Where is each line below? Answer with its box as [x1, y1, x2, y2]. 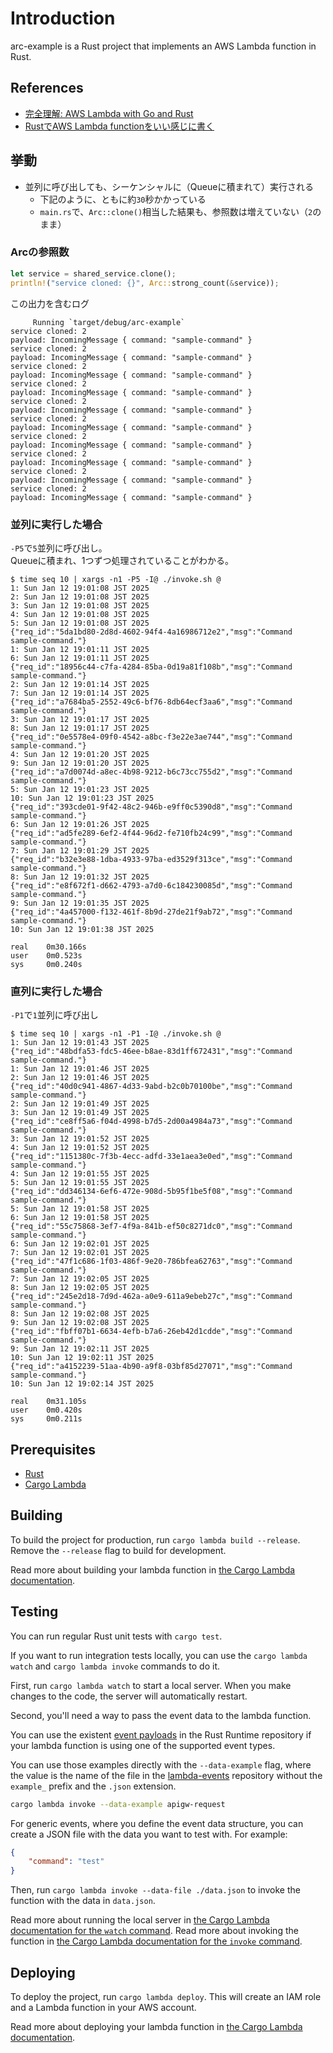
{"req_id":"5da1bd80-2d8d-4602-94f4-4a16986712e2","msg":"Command [10, 627, 293, 637]
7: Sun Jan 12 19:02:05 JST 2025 [10, 1274, 150, 1284]
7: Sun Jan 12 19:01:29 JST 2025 [10, 845, 150, 856]
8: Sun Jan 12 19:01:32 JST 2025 [10, 872, 150, 882]
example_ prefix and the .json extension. [10, 1780, 177, 1792]
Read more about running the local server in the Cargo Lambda [10, 1914, 270, 1926]
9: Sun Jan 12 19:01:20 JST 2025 [10, 758, 150, 768]
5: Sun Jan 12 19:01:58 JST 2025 [10, 1204, 150, 1214]
